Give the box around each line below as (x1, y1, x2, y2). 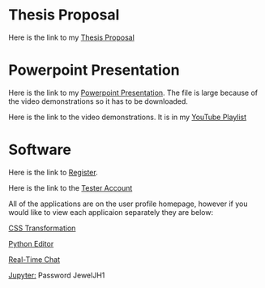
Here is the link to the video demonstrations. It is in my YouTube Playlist (8, 112, 247, 122)
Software (8, 140, 71, 159)
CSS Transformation (8, 223, 76, 233)
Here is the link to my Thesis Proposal (8, 32, 135, 42)
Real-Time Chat (8, 254, 61, 264)
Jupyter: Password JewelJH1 (8, 270, 105, 280)
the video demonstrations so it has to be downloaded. (8, 96, 189, 106)
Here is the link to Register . (8, 167, 99, 177)
